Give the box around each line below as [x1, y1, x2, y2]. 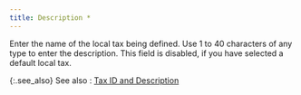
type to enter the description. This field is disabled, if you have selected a [9, 47, 284, 59]
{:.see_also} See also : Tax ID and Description [9, 74, 180, 86]
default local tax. [9, 57, 73, 68]
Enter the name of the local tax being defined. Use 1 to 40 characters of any [9, 38, 293, 49]
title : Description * [9, 13, 92, 23]
